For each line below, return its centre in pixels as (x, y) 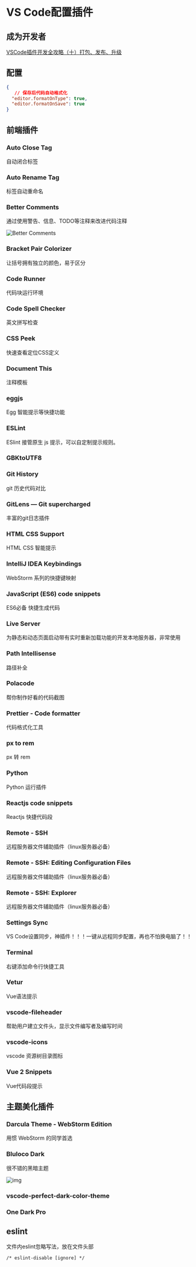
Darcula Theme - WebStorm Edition (59, 1124)
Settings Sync (27, 922)
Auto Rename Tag (33, 177)
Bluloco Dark (26, 1154)
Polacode (21, 683)
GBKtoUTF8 (24, 458)
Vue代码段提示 (25, 1085)
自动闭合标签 (22, 161)
